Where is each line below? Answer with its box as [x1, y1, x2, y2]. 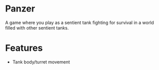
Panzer [5, 3, 35, 14]
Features [5, 42, 43, 54]
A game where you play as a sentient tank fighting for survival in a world [5, 19, 154, 25]
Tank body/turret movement [12, 58, 70, 65]
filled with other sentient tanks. [5, 24, 69, 30]
